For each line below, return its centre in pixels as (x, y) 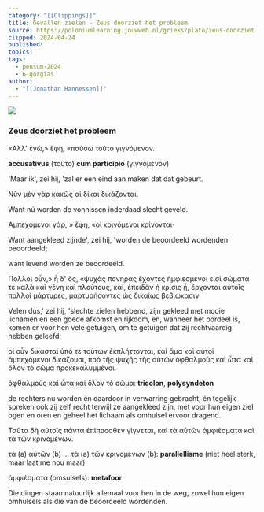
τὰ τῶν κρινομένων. (41, 439)
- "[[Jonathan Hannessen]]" (61, 89)
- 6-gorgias (35, 74)
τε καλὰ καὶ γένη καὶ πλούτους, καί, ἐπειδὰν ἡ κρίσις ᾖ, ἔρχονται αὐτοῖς (126, 287)
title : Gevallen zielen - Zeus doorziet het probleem (98, 23)
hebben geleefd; (35, 336)
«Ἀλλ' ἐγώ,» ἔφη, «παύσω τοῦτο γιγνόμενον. (82, 148)
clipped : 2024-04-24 (42, 37)
